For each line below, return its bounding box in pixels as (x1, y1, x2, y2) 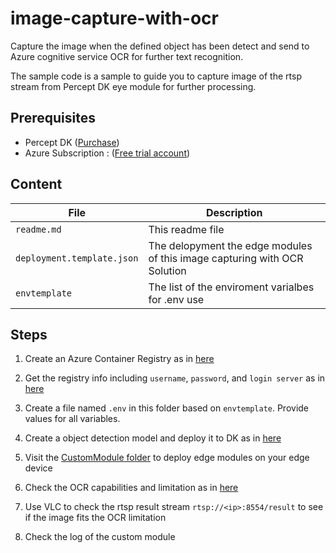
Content (10, 176, 63, 193)
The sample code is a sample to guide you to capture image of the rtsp (10, 70, 302, 82)
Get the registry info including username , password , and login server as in (24, 372, 326, 384)
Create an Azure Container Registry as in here (24, 353, 215, 365)
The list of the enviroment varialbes (148, 280, 315, 294)
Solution (148, 263, 187, 277)
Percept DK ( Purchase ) (24, 136, 120, 148)
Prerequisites (10, 110, 96, 127)
